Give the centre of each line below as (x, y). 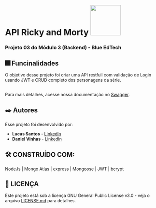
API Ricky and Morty (47, 33)
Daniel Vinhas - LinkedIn (37, 139)
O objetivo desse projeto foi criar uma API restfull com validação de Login (78, 74)
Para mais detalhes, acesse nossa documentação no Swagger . (67, 94)
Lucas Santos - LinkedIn (36, 134)
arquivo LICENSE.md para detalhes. (41, 201)
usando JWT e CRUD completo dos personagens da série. (63, 80)
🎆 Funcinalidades (32, 63)
